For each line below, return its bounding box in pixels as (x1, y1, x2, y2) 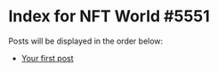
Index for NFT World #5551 (8, 6, 210, 27)
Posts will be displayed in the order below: (8, 36, 164, 46)
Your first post (20, 52, 74, 63)
